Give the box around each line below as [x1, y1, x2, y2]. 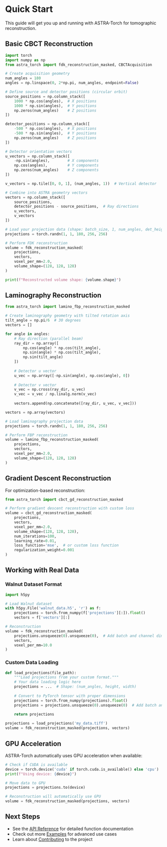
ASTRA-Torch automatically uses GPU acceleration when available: [5, 752, 143, 758]
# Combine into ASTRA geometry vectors [5, 190, 88, 195]
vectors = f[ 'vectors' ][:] [14, 615, 70, 620]
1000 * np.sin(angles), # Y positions [14, 103, 97, 108]
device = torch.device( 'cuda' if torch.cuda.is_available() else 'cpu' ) [5, 767, 159, 772]
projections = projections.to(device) [5, 785, 85, 790]
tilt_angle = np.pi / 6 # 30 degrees [5, 318, 81, 323]
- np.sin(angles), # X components [14, 158, 99, 163]
